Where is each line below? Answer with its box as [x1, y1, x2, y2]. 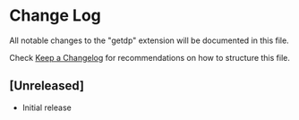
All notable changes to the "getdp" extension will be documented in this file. [9, 35, 289, 46]
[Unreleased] [9, 78, 85, 94]
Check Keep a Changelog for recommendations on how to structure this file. [9, 52, 291, 63]
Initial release [21, 102, 72, 113]
